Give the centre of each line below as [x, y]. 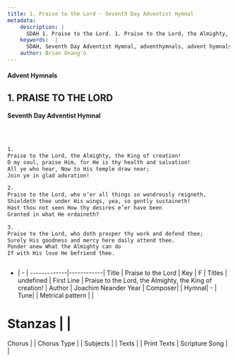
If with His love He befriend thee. [61, 253]
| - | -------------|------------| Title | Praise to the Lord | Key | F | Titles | [122, 273]
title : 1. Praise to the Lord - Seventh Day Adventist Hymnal [101, 14]
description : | [42, 27]
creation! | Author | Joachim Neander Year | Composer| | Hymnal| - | [117, 288]
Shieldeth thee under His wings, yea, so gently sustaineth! [99, 202]
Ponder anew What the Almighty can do [64, 247]
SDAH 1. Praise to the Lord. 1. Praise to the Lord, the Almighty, [127, 33]
